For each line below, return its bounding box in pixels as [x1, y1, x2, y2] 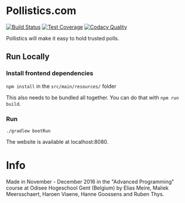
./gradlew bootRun [6, 128, 51, 134]
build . [6, 100, 21, 107]
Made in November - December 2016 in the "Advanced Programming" [6, 178, 174, 185]
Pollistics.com [6, 4, 77, 18]
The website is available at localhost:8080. [6, 138, 109, 145]
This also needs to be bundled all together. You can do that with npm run [6, 94, 179, 101]
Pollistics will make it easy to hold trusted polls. [6, 35, 120, 42]
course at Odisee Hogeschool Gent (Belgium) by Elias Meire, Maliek [6, 184, 169, 191]
